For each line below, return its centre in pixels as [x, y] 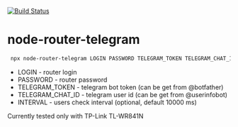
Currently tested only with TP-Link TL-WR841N [75, 116]
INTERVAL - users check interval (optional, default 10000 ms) [107, 102]
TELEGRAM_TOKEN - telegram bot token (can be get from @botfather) [120, 87]
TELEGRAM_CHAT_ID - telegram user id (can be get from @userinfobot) [123, 94]
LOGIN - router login [47, 72]
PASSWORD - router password [62, 79]
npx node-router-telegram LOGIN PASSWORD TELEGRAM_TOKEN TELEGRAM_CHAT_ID [123, 58]
